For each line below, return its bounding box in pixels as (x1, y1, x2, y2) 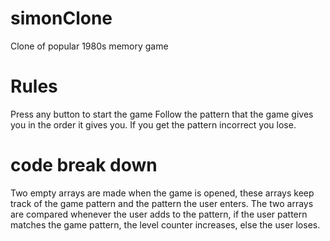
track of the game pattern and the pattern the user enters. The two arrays (10, 197, 314, 209)
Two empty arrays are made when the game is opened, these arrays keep (10, 187, 315, 199)
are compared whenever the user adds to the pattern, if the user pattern (10, 208, 308, 220)
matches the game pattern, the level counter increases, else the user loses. (10, 218, 321, 231)
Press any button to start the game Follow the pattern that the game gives (10, 108, 314, 120)
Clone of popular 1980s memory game (10, 40, 169, 52)
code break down (10, 154, 158, 177)
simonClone (10, 7, 113, 30)
